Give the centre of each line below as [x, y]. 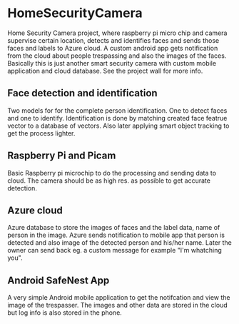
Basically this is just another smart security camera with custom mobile [112, 63]
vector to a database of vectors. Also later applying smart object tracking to [118, 126]
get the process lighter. [41, 133]
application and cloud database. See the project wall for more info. [105, 71]
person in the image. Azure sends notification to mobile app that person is [116, 235]
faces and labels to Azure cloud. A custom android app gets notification [113, 48]
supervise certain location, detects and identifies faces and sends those [113, 40]
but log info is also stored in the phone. [65, 313]
